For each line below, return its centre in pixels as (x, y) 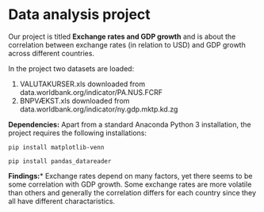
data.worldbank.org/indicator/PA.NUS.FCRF (91, 92)
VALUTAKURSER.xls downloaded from (82, 84)
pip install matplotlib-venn (56, 147)
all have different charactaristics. (62, 201)
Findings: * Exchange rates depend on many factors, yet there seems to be (130, 176)
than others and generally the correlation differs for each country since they (132, 192)
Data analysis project (79, 15)
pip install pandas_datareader (60, 161)
